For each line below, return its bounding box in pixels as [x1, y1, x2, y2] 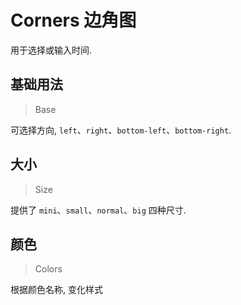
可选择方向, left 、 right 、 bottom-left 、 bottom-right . [10, 124, 232, 136]
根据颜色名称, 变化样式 [10, 284, 103, 296]
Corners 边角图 [10, 9, 137, 32]
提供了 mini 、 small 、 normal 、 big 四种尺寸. [10, 204, 187, 216]
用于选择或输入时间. [10, 44, 93, 56]
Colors [34, 263, 63, 275]
